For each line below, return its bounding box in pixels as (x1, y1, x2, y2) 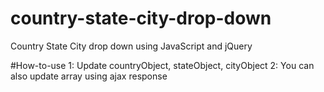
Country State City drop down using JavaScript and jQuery (10, 40, 253, 52)
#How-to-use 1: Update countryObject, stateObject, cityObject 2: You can (10, 59, 315, 71)
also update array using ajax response (10, 70, 168, 82)
